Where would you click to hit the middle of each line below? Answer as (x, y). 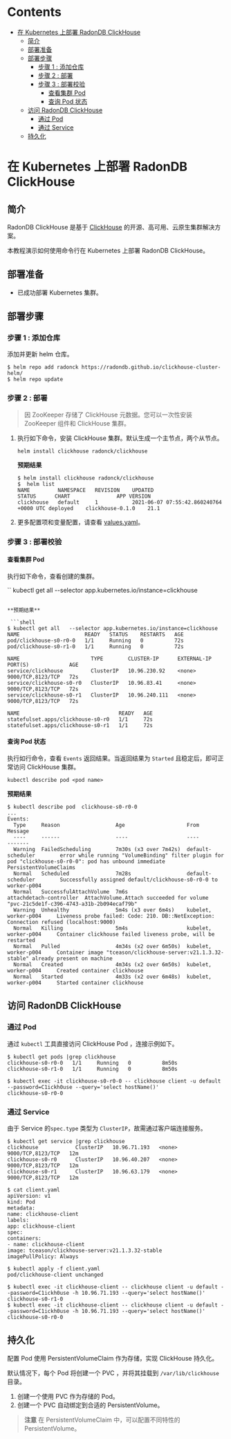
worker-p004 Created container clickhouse (75, 971)
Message (18, 831)
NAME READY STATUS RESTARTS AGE (96, 634)
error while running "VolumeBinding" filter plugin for (142, 856)
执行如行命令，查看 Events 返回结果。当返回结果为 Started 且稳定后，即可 (112, 758)
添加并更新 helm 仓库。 (40, 354)
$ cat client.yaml (34, 1190)
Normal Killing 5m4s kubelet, (113, 928)
